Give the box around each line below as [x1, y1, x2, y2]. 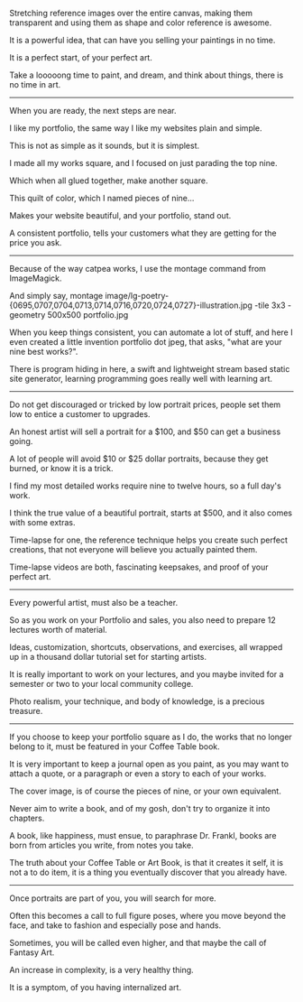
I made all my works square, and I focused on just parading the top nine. [9, 158, 278, 168]
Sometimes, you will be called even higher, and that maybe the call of [9, 938, 268, 948]
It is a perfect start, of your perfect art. [9, 52, 153, 62]
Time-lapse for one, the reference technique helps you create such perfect [9, 534, 289, 545]
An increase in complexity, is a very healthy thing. [9, 965, 194, 975]
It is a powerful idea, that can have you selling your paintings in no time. [9, 35, 276, 45]
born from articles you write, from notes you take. [9, 840, 194, 850]
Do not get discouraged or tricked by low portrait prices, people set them [9, 399, 281, 410]
